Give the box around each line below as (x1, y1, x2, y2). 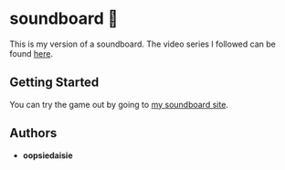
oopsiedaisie (22, 150, 73, 161)
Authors (9, 125, 58, 141)
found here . (9, 48, 53, 58)
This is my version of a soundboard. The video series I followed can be (9, 38, 276, 49)
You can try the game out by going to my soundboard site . (9, 99, 228, 110)
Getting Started (9, 75, 100, 90)
